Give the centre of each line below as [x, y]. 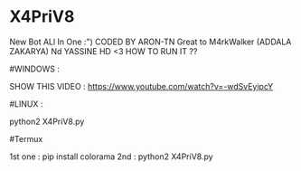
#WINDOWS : [35, 69]
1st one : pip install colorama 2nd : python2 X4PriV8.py [112, 157]
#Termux [26, 138]
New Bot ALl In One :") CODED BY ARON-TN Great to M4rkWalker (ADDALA [150, 42]
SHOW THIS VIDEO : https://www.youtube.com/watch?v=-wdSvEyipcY [141, 86]
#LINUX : [26, 104]
